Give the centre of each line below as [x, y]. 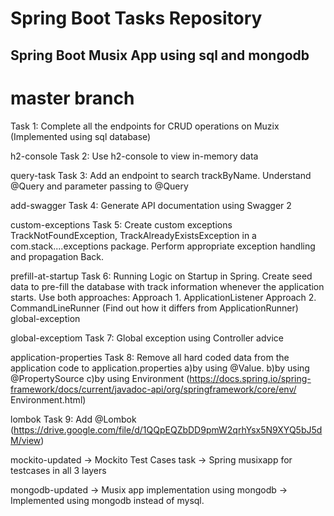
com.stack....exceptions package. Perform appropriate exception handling [163, 246]
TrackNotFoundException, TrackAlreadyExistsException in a [133, 235]
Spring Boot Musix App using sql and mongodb [160, 55]
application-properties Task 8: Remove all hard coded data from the [150, 357]
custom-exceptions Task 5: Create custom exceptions [121, 224]
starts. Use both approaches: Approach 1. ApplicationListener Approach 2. [163, 297]
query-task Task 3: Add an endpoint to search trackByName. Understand [161, 175]
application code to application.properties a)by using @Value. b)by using [160, 368]
